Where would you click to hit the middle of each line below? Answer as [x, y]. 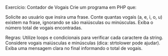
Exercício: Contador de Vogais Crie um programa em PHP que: [71, 7]
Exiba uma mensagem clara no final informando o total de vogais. [74, 48]
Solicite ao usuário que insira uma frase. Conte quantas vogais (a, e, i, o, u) [84, 17]
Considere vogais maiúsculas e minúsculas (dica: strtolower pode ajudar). [83, 43]
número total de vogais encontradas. [44, 28]
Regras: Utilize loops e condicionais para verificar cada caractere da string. [84, 38]
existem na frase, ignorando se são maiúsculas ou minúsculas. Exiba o [79, 22]
